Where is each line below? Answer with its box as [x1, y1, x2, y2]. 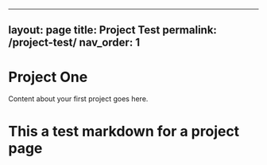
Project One [8, 68, 88, 86]
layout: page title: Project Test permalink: [8, 23, 217, 37]
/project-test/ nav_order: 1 [8, 36, 141, 49]
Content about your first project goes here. [8, 94, 149, 104]
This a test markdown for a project [8, 122, 240, 140]
